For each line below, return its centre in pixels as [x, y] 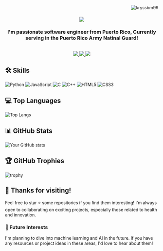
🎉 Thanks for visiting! [38, 191]
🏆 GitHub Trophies [35, 161]
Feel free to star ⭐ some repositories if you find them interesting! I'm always [81, 203]
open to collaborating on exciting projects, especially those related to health [81, 209]
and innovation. [21, 215]
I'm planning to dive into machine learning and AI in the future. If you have [79, 238]
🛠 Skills [18, 70]
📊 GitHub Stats [29, 131]
